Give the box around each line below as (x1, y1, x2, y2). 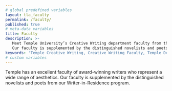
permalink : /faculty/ (5, 17, 52, 22)
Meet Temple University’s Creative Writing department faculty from (12, 41, 161, 46)
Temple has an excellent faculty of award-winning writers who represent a (5, 69, 162, 75)
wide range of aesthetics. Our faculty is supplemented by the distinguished (5, 75, 164, 81)
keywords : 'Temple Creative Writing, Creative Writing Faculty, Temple (5, 50, 161, 55)
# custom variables (5, 55, 47, 60)
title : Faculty (5, 31, 38, 36)
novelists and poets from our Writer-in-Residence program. (5, 80, 131, 86)
